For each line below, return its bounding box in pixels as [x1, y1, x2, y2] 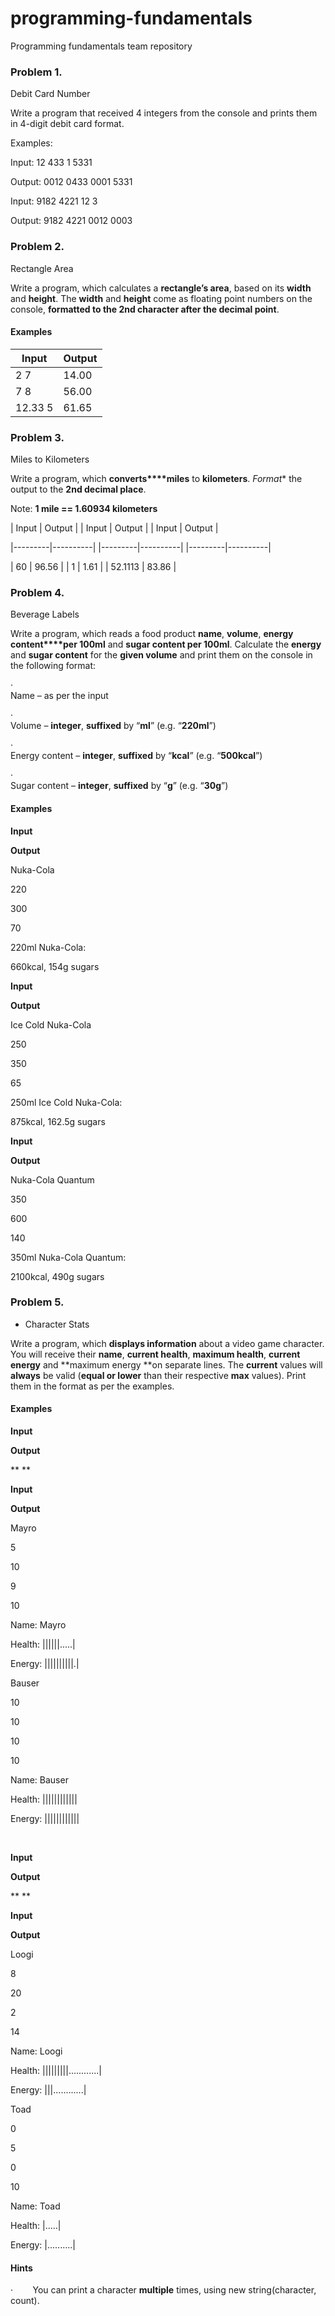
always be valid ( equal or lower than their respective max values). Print [10, 1369, 307, 1381]
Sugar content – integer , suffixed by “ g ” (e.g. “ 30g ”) [10, 780, 229, 792]
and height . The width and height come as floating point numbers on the [10, 292, 313, 304]
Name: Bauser [10, 1774, 69, 1786]
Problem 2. [10, 240, 65, 254]
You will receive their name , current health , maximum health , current [10, 1348, 301, 1360]
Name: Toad [10, 2200, 61, 2212]
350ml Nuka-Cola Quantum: [10, 1251, 127, 1263]
